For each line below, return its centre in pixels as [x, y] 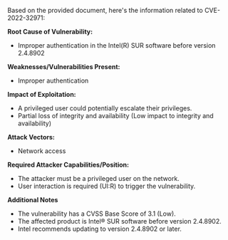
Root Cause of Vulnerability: [50, 32]
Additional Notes [33, 200]
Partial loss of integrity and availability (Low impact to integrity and [115, 116]
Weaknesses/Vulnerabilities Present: [64, 67]
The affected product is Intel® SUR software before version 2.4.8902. [120, 221]
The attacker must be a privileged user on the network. [98, 178]
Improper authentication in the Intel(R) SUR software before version [116, 45]
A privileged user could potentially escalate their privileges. [105, 108]
